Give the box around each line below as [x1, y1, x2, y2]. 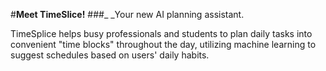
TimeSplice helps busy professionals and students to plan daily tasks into [10, 28, 313, 39]
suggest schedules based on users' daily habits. [10, 49, 210, 61]
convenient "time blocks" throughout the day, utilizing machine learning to [10, 39, 317, 50]
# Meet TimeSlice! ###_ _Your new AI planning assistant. [10, 9, 245, 20]
